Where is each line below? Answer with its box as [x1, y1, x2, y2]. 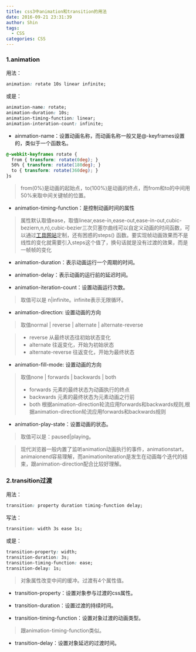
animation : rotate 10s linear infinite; [6, 81, 107, 87]
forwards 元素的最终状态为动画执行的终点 [29, 386, 130, 393]
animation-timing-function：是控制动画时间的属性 [14, 204, 135, 212]
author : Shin [6, 19, 38, 25]
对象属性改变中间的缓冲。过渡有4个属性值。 [20, 577, 127, 584]
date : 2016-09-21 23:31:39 [6, 14, 72, 20]
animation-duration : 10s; [6, 110, 69, 116]
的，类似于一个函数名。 [14, 139, 72, 147]
